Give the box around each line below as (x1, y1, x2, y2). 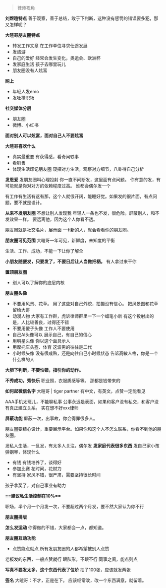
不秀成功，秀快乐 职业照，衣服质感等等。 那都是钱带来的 (5, 378, 120, 384)
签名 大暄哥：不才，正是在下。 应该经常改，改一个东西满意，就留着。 (5, 578, 147, 583)
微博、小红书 (12, 122, 39, 128)
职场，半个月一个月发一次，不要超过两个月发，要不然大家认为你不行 (5, 504, 144, 509)
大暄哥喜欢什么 (5, 143, 36, 149)
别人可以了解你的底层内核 (12, 280, 65, 285)
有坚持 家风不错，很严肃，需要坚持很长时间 (12, 472, 101, 478)
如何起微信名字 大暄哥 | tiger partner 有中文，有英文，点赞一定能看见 (5, 388, 146, 394)
